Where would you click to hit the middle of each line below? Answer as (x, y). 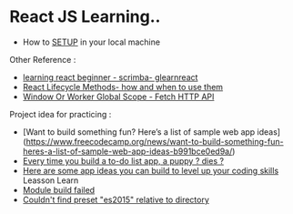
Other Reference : (43, 59)
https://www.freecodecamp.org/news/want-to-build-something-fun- (155, 141)
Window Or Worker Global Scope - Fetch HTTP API (118, 97)
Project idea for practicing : (61, 114)
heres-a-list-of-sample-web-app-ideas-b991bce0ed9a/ (127, 151)
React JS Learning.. (85, 17)
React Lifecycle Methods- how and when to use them (123, 87)
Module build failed (59, 189)
